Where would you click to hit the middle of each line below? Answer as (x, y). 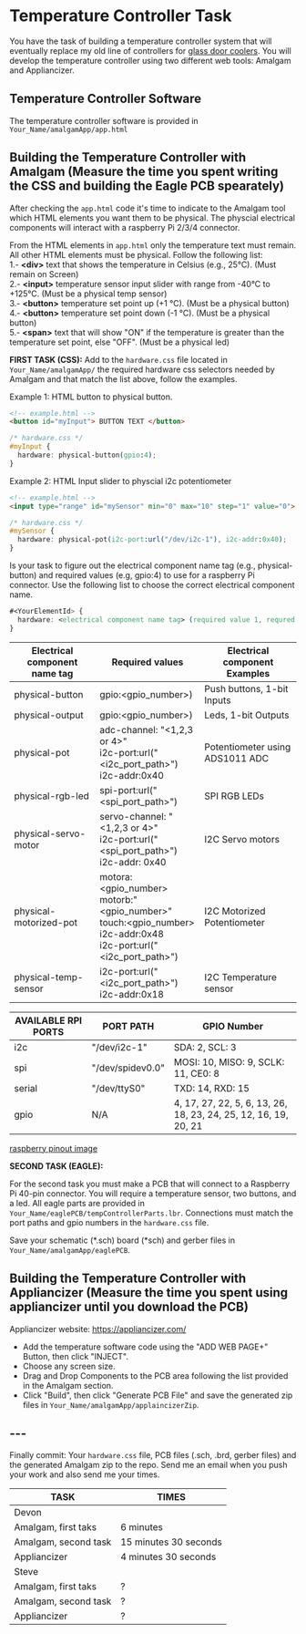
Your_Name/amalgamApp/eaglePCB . (70, 1249)
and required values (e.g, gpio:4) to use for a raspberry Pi (147, 575)
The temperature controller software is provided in (104, 120)
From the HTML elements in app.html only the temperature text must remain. (153, 245)
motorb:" (119, 899)
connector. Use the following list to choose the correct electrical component (152, 585)
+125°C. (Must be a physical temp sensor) (88, 294)
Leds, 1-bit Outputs (247, 715)
